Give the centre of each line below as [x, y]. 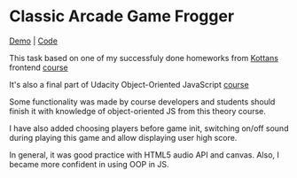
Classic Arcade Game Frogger [122, 16]
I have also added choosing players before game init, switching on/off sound [149, 128]
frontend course [39, 67]
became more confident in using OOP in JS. [89, 164]
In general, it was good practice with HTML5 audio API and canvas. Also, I [144, 155]
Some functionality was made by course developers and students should [142, 101]
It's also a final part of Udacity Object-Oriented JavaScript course [129, 84]
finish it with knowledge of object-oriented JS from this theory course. [137, 111]
